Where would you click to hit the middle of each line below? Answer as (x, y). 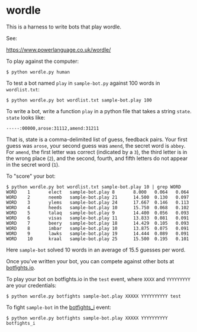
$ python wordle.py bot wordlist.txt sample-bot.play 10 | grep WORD (94, 187)
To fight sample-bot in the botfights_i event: (59, 307)
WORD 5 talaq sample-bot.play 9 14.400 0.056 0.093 (98, 213)
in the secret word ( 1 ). (33, 164)
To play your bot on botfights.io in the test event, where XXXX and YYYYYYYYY (98, 279)
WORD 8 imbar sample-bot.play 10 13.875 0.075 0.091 (98, 228)
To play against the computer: (42, 61)
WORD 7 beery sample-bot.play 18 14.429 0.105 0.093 (98, 223)
